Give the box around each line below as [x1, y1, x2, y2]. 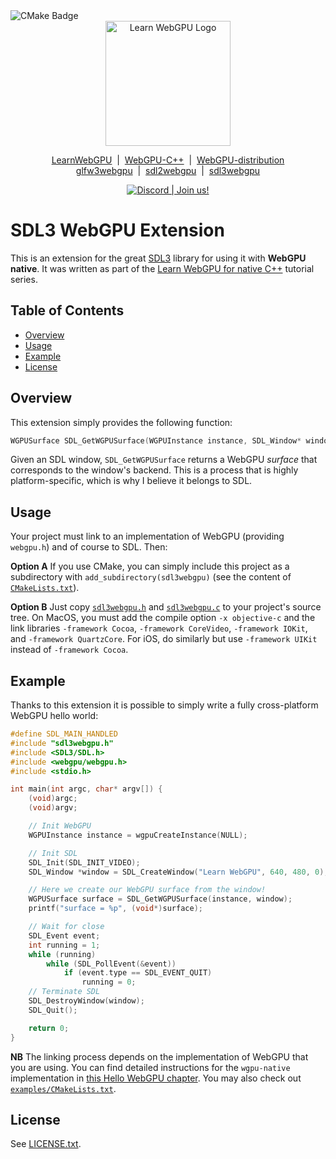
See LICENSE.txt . [10, 1138, 82, 1150]
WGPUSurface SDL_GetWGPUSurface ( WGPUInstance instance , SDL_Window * [10, 435, 302, 446]
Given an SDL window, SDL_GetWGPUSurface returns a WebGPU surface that [10, 454, 318, 466]
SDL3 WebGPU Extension [10, 219, 225, 242]
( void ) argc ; [28, 794, 78, 804]
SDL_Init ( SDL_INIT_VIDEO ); [28, 857, 141, 868]
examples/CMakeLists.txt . [10, 1082, 117, 1094]
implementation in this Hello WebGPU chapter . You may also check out [10, 1072, 302, 1084]
